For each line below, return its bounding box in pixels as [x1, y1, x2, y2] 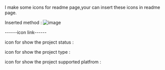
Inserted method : [5, 20, 42, 25]
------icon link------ [5, 29, 47, 35]
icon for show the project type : [5, 49, 71, 55]
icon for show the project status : [5, 39, 74, 45]
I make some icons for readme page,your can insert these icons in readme [5, 5, 160, 10]
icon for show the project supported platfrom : [5, 59, 102, 65]
